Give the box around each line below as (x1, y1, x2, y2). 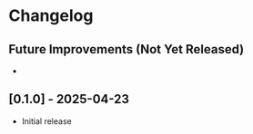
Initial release (21, 115, 72, 127)
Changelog (8, 5, 94, 26)
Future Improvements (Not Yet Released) (8, 42, 245, 57)
